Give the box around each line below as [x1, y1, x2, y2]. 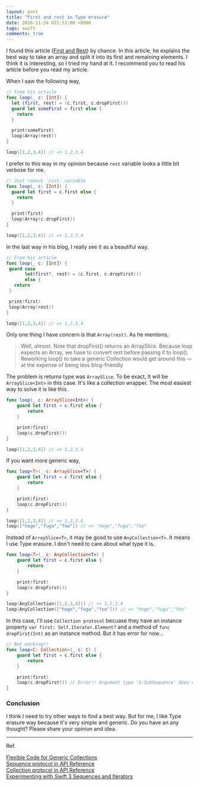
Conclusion [6, 699, 40, 708]
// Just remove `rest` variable [6, 178, 86, 184]
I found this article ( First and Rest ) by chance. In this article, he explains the [6, 47, 190, 54]
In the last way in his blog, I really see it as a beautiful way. [6, 243, 149, 250]
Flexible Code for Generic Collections [6, 754, 98, 761]
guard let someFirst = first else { [11, 105, 102, 112]
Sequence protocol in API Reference [6, 760, 95, 768]
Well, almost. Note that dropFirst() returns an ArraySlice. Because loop [20, 342, 192, 350]
